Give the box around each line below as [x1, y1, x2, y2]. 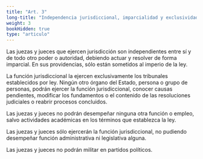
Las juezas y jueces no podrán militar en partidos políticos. [6, 146, 153, 154]
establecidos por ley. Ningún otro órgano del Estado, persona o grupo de [6, 79, 188, 86]
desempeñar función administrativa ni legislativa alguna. [6, 134, 147, 142]
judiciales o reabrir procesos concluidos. [6, 98, 108, 106]
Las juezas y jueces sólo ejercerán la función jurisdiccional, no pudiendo [6, 128, 187, 135]
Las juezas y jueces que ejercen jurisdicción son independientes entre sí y [6, 48, 192, 55]
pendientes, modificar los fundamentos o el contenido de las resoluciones [6, 92, 191, 99]
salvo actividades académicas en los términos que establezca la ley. [6, 116, 176, 124]
